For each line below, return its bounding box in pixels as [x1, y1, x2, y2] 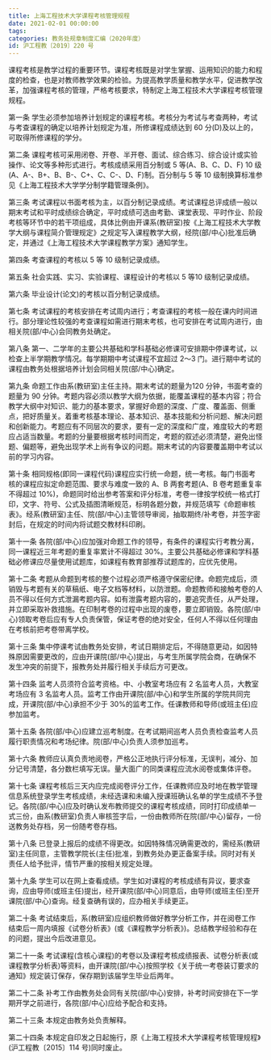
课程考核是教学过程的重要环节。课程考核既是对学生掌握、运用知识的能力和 [8, 65, 256, 75]
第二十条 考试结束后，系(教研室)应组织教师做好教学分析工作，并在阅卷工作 [8, 914, 256, 923]
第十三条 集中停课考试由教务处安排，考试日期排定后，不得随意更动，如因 [8, 641, 251, 651]
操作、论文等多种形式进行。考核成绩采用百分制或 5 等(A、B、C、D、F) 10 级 [8, 160, 262, 170]
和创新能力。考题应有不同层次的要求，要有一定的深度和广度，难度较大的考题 [8, 422, 263, 431]
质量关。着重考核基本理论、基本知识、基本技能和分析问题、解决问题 [35, 411, 263, 421]
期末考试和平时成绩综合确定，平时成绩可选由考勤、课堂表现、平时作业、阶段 [8, 208, 263, 217]
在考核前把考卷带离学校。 [8, 625, 94, 634]
